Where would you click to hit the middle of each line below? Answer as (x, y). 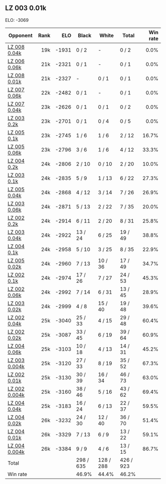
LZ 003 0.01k (26, 8)
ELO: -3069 (17, 20)
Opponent (21, 35)
